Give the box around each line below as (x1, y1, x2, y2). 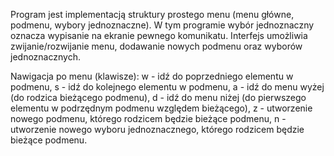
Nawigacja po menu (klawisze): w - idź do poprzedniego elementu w (10, 70, 294, 82)
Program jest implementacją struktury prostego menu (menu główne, (10, 9, 295, 20)
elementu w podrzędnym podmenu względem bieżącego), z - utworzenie (10, 102, 313, 114)
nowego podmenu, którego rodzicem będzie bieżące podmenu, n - (10, 113, 287, 124)
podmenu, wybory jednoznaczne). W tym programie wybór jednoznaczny (10, 19, 315, 31)
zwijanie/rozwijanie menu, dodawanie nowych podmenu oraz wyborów (10, 40, 303, 52)
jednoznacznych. (10, 51, 81, 63)
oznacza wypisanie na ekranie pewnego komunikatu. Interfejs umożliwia (10, 30, 308, 41)
